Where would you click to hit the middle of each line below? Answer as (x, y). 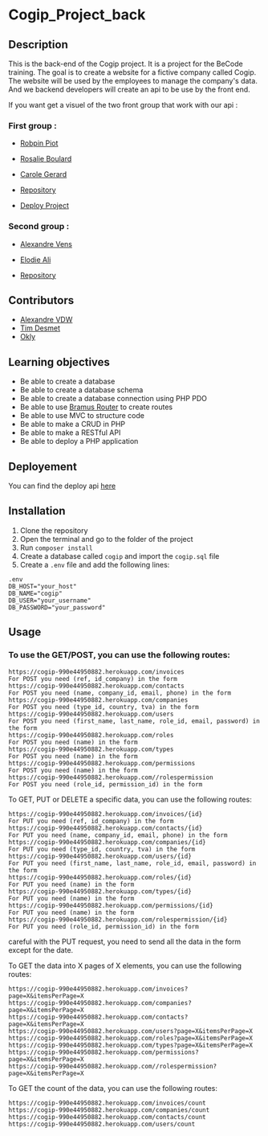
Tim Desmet (40, 328)
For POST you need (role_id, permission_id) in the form (106, 784)
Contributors (41, 300)
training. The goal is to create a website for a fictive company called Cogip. (132, 72)
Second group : (39, 227)
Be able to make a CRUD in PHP (73, 424)
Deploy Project (45, 206)
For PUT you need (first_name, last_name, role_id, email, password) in (132, 863)
